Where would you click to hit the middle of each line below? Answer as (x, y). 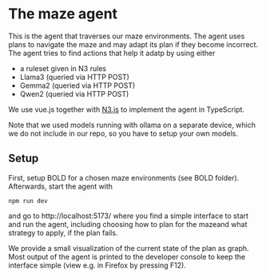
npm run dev (28, 201)
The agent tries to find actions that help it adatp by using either (112, 53)
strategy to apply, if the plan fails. (63, 232)
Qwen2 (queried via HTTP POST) (74, 93)
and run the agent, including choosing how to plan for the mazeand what (128, 224)
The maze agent (63, 14)
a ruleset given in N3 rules (63, 68)
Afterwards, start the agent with (61, 186)
